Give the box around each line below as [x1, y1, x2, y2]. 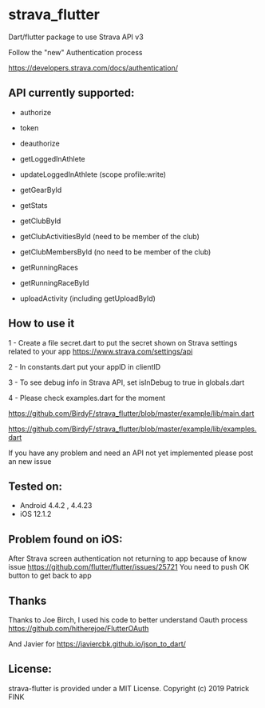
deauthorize [19, 138, 60, 148]
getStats [19, 200, 48, 210]
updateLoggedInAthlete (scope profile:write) [19, 170, 166, 179]
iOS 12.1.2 [19, 510, 52, 519]
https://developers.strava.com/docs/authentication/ [8, 62, 178, 73]
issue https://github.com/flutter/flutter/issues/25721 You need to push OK [8, 562, 250, 572]
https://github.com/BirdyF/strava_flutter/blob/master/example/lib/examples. [8, 424, 257, 434]
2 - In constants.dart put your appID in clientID [8, 362, 161, 371]
